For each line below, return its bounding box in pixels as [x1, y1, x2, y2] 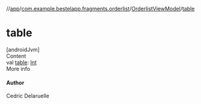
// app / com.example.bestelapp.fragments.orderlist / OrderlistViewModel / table [6, 5, 195, 12]
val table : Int [6, 58, 37, 66]
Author [6, 79, 25, 86]
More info [6, 65, 31, 72]
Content [6, 52, 26, 60]
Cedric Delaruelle [6, 93, 49, 100]
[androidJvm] [6, 46, 40, 53]
